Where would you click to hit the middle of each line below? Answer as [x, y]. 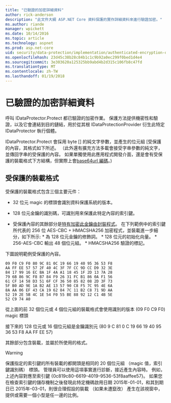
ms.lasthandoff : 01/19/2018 [35, 76]
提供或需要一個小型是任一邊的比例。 [43, 395]
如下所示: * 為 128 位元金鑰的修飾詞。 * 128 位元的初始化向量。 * [89, 237]
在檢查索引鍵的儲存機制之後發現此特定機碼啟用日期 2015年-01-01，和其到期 [84, 382]
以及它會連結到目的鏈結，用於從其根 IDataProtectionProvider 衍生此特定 [90, 124]
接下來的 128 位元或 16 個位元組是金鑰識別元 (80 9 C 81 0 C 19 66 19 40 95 [83, 326]
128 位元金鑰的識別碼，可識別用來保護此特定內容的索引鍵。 [75, 213]
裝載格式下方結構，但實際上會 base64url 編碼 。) [63, 160]
